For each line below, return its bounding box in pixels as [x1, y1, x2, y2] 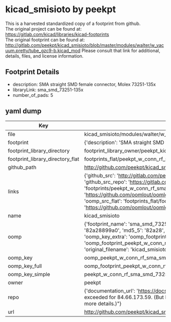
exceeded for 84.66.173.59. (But [83, 293, 164, 301]
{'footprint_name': [83, 220, 127, 227]
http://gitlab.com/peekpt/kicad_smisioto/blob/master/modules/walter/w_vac [5, 42, 164, 48]
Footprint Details [5, 68, 60, 76]
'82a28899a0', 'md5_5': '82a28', [83, 227, 165, 234]
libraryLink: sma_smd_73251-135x [12, 87, 84, 93]
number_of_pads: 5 [12, 92, 53, 98]
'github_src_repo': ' [83, 178, 130, 185]
